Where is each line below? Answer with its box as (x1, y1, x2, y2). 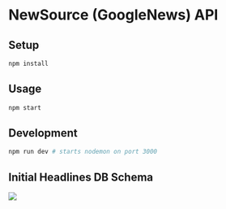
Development (8, 126, 79, 140)
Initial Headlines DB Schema (8, 170, 154, 184)
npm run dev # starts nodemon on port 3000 (8, 148, 158, 156)
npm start (8, 103, 42, 111)
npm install (8, 59, 49, 67)
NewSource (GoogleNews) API (8, 6, 219, 24)
